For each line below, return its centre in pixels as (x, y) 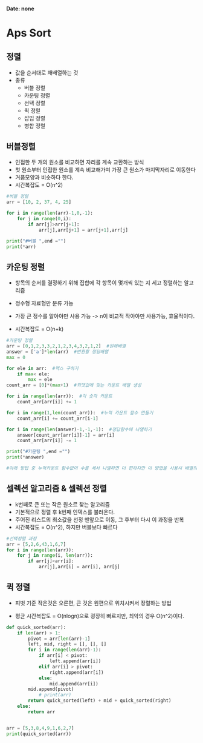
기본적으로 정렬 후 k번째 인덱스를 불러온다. (65, 512)
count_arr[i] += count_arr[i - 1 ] (58, 419)
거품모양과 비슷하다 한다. (44, 177)
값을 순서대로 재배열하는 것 (47, 72)
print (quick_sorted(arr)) (39, 734)
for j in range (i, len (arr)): (55, 556)
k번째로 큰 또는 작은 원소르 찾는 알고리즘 (63, 504)
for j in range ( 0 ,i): (44, 219)
